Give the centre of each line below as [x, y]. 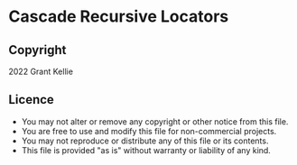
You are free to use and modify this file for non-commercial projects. [149, 131]
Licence [32, 100]
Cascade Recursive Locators [119, 17]
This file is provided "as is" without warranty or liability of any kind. [146, 150]
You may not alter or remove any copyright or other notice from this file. [155, 121]
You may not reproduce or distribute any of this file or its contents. [145, 141]
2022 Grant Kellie [41, 71]
